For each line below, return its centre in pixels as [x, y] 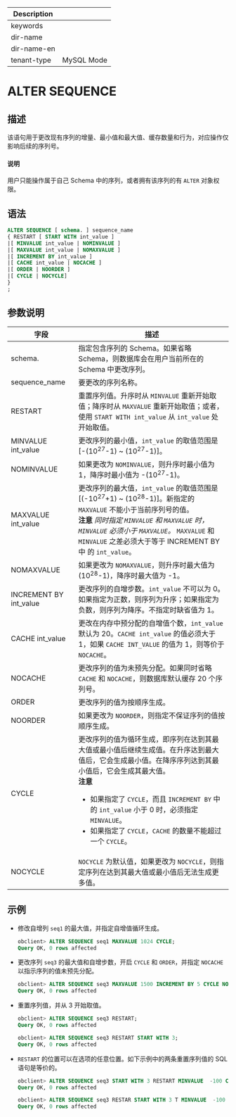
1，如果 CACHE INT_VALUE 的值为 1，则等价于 [151, 644]
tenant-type [31, 60]
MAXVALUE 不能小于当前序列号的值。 [136, 510]
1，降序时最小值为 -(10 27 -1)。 [131, 474]
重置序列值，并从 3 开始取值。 [61, 1005]
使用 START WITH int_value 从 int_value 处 [149, 417]
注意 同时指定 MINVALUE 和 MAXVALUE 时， [144, 520]
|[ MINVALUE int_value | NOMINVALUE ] [64, 243]
